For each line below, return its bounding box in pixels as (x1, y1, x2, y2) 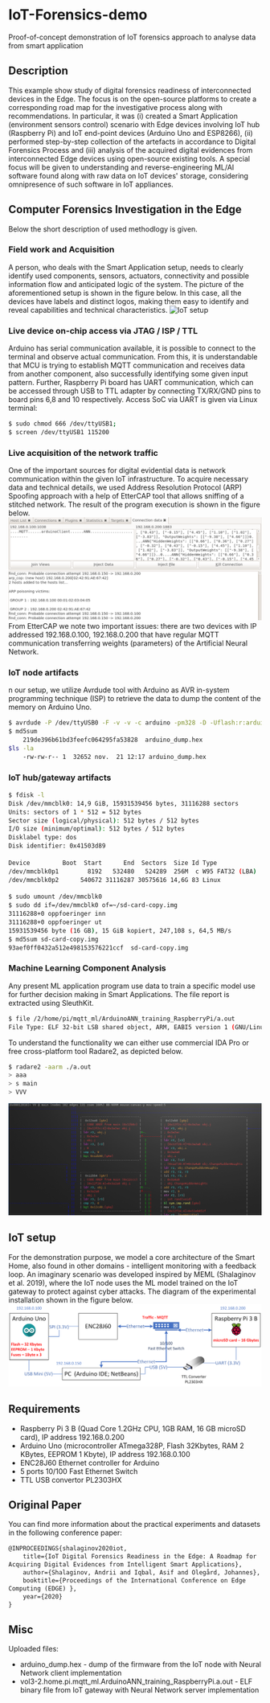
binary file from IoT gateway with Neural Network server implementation (19, 1685, 260, 1695)
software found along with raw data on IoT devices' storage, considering (8, 170, 249, 180)
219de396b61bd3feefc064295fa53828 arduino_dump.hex (22, 736, 203, 744)
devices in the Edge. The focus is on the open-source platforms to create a (8, 94, 257, 104)
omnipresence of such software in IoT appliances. (8, 179, 174, 189)
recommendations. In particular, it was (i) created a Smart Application (8, 111, 239, 121)
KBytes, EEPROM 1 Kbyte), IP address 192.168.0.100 (19, 1449, 190, 1459)
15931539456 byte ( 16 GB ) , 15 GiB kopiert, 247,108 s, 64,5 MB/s (8, 926, 231, 934)
